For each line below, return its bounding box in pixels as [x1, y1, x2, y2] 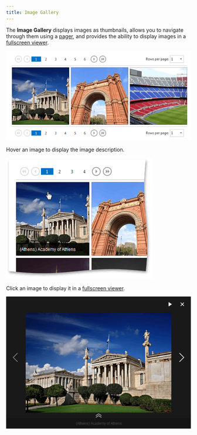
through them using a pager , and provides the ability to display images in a [6, 32, 186, 39]
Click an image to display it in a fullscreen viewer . [6, 285, 125, 292]
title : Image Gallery [6, 9, 59, 15]
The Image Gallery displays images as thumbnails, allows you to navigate [6, 26, 184, 34]
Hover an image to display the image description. [6, 146, 125, 153]
